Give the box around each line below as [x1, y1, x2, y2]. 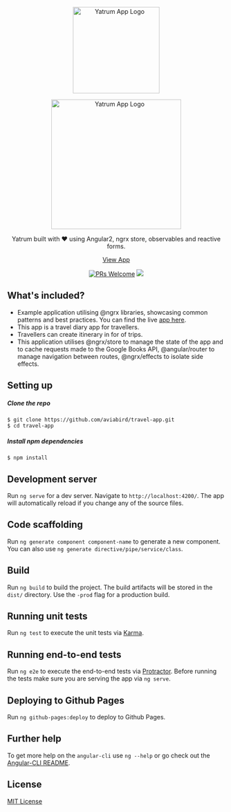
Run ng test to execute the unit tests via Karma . [7, 629, 144, 637]
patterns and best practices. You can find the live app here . [17, 315, 187, 324]
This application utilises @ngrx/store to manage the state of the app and [17, 338, 223, 346]
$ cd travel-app [7, 423, 54, 430]
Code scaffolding [7, 519, 83, 530]
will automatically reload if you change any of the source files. [7, 499, 184, 507]
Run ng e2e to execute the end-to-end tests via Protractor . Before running [7, 667, 217, 676]
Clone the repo [7, 398, 50, 407]
